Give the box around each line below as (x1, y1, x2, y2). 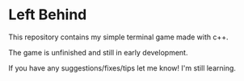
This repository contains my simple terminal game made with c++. (8, 32, 229, 42)
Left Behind (8, 6, 87, 24)
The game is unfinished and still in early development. (8, 47, 188, 57)
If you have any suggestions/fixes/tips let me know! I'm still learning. (8, 63, 237, 73)
